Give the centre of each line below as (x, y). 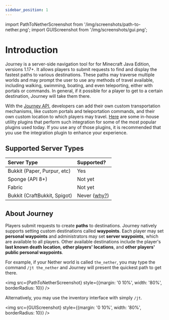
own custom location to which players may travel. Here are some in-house (82, 116)
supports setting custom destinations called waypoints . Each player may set (84, 231)
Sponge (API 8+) (28, 179)
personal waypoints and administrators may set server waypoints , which (82, 236)
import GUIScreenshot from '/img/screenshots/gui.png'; (89, 29)
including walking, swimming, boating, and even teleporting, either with (79, 85)
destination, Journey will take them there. (48, 96)
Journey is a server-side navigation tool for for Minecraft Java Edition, (78, 64)
